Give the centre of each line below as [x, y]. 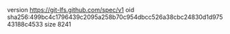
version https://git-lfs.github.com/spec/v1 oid [71, 10]
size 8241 [58, 24]
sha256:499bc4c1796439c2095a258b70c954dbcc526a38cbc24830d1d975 [115, 17]
